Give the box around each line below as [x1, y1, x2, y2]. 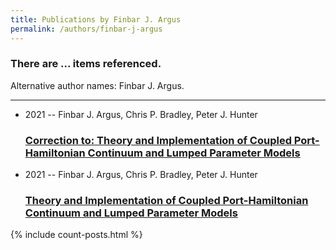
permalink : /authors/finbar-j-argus [10, 24, 163, 34]
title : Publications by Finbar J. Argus [10, 14, 182, 25]
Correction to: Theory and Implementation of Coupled [24, 133, 292, 147]
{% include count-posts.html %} [10, 229, 143, 241]
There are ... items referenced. [10, 57, 162, 71]
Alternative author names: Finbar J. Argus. [10, 79, 185, 91]
